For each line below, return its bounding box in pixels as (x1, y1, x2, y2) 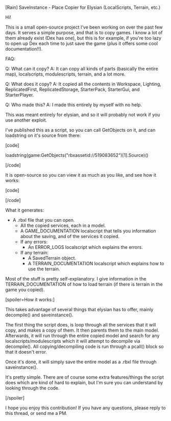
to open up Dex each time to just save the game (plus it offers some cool (5, 40, 158, 46)
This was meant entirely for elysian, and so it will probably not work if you (5, 112, 160, 118)
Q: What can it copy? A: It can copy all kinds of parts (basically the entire (5, 66, 158, 72)
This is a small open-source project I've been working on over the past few (5, 24, 163, 30)
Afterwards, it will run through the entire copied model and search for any (5, 333, 160, 339)
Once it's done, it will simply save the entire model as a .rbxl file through (5, 359, 157, 365)
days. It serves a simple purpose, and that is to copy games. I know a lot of (5, 30, 163, 35)
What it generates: (5, 207, 44, 213)
